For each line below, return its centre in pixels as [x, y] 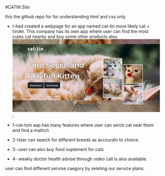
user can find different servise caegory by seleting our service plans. [75, 168]
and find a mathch [30, 130]
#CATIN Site [17, 7]
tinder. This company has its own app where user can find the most [80, 31]
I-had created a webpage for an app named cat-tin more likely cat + [81, 26]
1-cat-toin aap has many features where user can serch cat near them [83, 125]
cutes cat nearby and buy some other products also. [65, 37]
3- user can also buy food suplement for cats [58, 149]
